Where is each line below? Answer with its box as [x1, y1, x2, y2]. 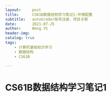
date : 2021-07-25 [5, 21, 55, 27]
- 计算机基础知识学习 [14, 45, 52, 50]
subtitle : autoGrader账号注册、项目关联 [5, 17, 88, 22]
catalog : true [5, 36, 35, 41]
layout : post [5, 7, 41, 13]
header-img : [5, 31, 30, 36]
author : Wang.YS [5, 26, 48, 31]
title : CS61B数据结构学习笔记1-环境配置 [5, 12, 92, 17]
